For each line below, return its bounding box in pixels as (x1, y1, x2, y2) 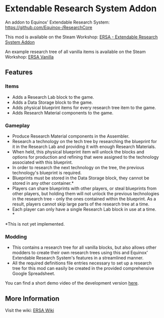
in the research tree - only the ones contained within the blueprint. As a (12, 196, 156, 202)
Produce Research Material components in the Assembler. (12, 133, 130, 139)
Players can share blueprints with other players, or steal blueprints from (12, 185, 157, 191)
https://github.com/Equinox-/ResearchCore (5, 24, 93, 30)
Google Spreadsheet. (12, 271, 55, 277)
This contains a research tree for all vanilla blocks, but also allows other (12, 244, 157, 251)
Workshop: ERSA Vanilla (5, 54, 54, 59)
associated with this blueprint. (12, 159, 73, 165)
